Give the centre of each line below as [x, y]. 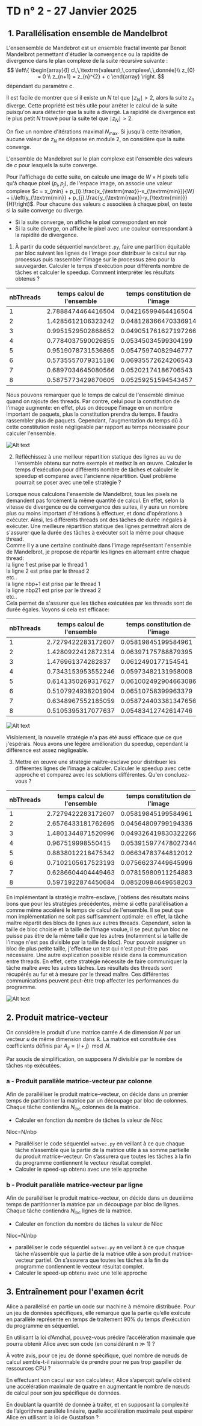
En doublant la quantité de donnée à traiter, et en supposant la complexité [98, 1404]
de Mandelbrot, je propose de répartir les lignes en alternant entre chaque [98, 552]
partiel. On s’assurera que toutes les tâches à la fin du [102, 1260]
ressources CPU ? [29, 1368]
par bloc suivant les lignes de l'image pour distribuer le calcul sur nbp [100, 253]
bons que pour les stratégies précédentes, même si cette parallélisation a [97, 903]
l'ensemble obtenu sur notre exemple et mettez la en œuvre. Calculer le [104, 463]
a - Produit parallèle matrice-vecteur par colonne [79, 1081]
